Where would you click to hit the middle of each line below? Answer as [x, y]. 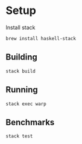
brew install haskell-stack [41, 38]
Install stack [20, 27]
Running [22, 90]
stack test [19, 136]
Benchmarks [30, 122]
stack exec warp [26, 104]
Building [21, 57]
